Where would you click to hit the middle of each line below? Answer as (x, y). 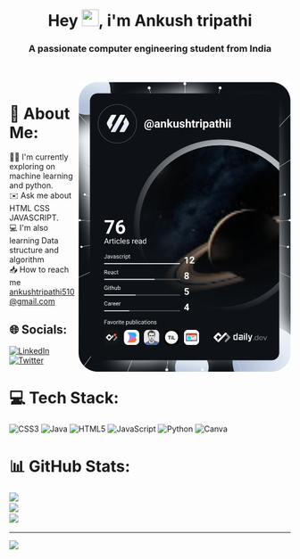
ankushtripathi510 (42, 292)
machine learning (41, 176)
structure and (34, 251)
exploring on (33, 167)
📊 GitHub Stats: (70, 467)
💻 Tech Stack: (64, 398)
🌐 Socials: (38, 329)
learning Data (34, 241)
